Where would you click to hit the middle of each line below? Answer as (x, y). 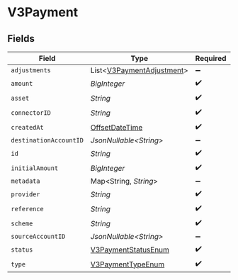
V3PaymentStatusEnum (130, 250)
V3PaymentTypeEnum (127, 264)
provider (25, 194)
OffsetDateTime (117, 127)
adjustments (31, 71)
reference (27, 209)
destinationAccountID (47, 140)
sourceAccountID (38, 236)
